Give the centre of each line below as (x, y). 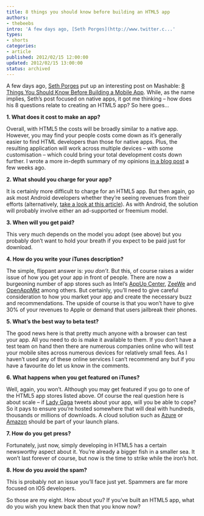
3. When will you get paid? (40, 222)
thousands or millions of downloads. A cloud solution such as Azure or (95, 415)
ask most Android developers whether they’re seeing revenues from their (98, 198)
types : (15, 35)
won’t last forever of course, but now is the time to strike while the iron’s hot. (102, 458)
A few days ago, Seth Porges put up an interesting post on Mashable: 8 (96, 86)
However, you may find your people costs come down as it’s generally (94, 135)
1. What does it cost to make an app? (53, 117)
